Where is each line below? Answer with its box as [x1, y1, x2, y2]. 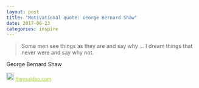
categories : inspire [6, 25, 59, 32]
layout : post [6, 8, 40, 15]
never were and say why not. [21, 49, 94, 56]
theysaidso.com [15, 76, 52, 83]
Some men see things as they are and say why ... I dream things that [21, 42, 193, 50]
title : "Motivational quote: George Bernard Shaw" [6, 15, 138, 21]
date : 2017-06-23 [6, 20, 51, 26]
